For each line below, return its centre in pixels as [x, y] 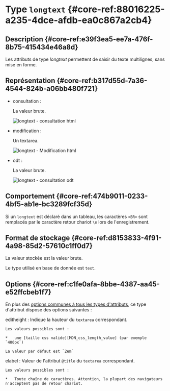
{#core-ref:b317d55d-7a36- [102, 81]
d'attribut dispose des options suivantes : [49, 310]
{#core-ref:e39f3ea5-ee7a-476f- [99, 39]
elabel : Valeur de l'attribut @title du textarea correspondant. [70, 361]
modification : [27, 131]
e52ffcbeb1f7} [29, 292]
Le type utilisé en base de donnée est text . [50, 268]
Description [24, 39]
